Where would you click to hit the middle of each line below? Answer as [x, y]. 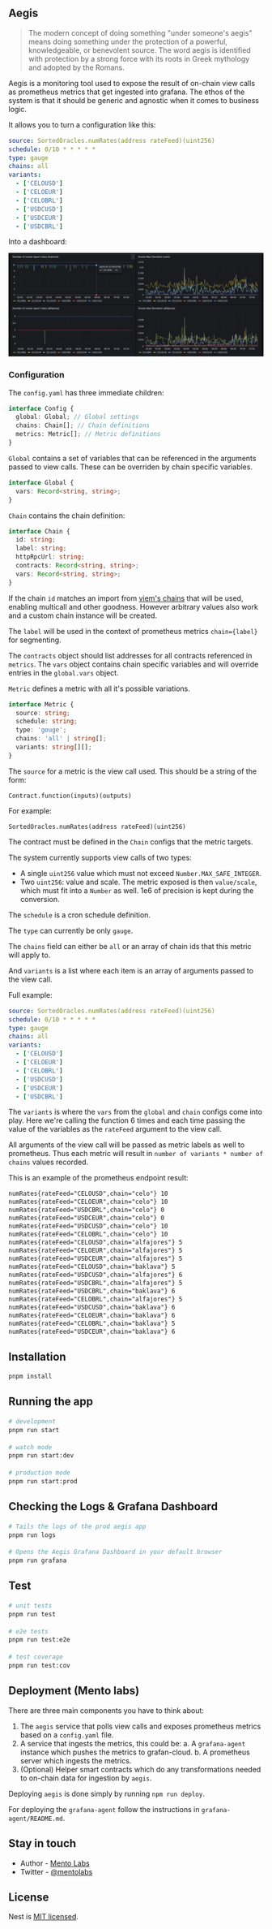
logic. [17, 109]
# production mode [39, 1473]
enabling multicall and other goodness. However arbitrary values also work [134, 606]
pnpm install [30, 1377]
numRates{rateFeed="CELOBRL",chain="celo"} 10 [88, 1234]
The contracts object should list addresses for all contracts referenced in [130, 655]
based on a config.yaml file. [67, 1735]
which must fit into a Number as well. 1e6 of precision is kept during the [137, 890]
